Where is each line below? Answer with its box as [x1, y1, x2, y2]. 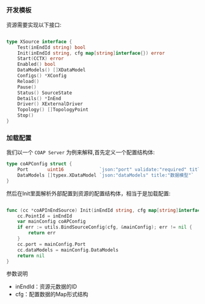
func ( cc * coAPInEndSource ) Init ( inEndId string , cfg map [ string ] [6, 207, 179, 213]
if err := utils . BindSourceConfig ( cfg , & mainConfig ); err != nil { [17, 224, 192, 231]
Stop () [17, 112, 34, 118]
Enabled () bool [17, 61, 56, 68]
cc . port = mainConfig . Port [17, 241, 86, 247]
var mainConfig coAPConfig [17, 219, 86, 225]
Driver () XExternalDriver [17, 101, 84, 107]
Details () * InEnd [17, 95, 62, 101]
